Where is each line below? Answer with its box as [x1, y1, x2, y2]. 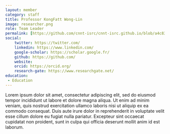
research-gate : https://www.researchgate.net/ [14, 69, 114, 74]
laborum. [5, 124, 24, 130]
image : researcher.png [5, 21, 53, 27]
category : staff [5, 12, 39, 17]
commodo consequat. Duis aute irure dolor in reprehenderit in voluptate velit [5, 108, 164, 114]
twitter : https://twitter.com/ [14, 40, 80, 46]
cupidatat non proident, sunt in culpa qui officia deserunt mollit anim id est [5, 118, 160, 124]
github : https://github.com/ [14, 54, 76, 60]
